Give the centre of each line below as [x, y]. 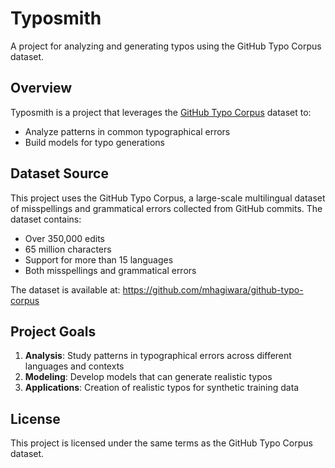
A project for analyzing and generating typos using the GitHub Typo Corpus [166, 46]
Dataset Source [59, 173]
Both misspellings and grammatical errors [110, 270]
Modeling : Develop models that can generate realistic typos [148, 377]
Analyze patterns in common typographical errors [127, 131]
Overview [41, 88]
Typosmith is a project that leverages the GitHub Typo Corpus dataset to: [161, 112]
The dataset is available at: [65, 289]
